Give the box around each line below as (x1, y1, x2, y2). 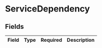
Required (41, 37, 62, 43)
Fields (5, 23, 24, 31)
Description (66, 37, 95, 43)
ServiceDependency (5, 3, 90, 14)
